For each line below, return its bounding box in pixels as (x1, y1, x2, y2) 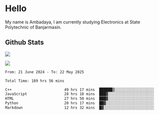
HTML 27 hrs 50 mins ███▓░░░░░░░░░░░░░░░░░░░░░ (5, 96, 154, 101)
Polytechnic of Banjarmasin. (5, 24, 62, 30)
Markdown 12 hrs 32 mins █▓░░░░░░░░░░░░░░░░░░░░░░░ (5, 105, 154, 110)
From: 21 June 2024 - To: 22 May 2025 (5, 69, 84, 75)
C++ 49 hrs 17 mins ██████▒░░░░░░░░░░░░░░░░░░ (5, 87, 154, 92)
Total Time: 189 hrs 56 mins (5, 78, 65, 83)
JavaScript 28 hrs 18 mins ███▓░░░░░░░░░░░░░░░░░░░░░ (5, 92, 154, 96)
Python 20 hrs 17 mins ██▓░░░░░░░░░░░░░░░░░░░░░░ (5, 101, 154, 106)
